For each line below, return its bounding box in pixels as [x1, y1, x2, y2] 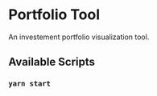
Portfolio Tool [8, 6, 101, 24]
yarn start [8, 79, 51, 89]
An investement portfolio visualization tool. [8, 32, 150, 42]
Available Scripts [8, 55, 95, 69]
